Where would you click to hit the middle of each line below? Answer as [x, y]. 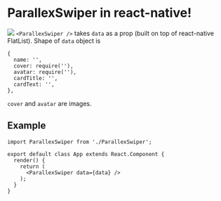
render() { [29, 160]
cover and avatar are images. [49, 103]
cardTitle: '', [36, 78]
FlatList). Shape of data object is [54, 41]
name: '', [28, 60]
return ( [33, 167]
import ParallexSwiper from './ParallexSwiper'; [80, 142]
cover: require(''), [43, 66]
